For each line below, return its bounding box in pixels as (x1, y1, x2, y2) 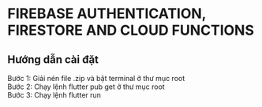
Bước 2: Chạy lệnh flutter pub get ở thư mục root (7, 82, 165, 91)
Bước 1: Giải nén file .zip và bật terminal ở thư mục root (7, 74, 185, 83)
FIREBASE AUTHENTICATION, (7, 5, 207, 23)
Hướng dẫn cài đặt (7, 53, 99, 66)
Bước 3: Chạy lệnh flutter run (7, 90, 102, 99)
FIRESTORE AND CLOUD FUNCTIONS (7, 21, 254, 39)
